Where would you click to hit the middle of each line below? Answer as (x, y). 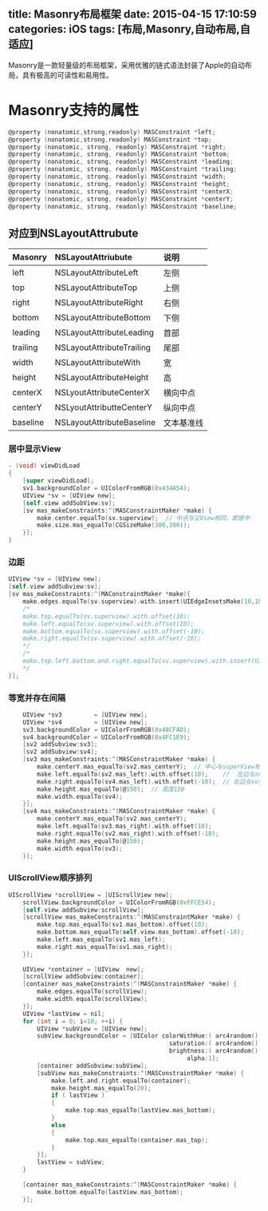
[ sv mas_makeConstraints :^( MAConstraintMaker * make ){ (100, 594)
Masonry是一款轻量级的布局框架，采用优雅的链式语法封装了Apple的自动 (127, 65)
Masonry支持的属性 (74, 110)
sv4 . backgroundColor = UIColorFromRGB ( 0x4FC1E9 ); (107, 737)
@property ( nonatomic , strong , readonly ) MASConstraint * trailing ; (123, 169)
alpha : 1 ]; (203, 1058)
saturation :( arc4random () (214, 1044)
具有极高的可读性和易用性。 (67, 75)
